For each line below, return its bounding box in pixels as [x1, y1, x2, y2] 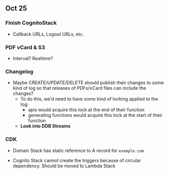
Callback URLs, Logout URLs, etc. [12, 31, 84, 37]
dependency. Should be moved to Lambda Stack [12, 163, 116, 169]
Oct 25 [5, 4, 27, 13]
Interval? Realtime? [12, 55, 53, 61]
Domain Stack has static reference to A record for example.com [12, 147, 144, 154]
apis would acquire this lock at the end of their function [28, 107, 145, 113]
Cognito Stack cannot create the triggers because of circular [12, 157, 141, 163]
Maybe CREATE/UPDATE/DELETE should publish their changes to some [12, 80, 164, 86]
